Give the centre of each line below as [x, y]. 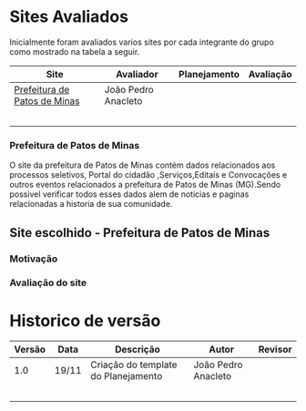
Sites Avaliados [69, 17]
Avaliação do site [48, 283]
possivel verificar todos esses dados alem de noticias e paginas [129, 194]
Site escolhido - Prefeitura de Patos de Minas [140, 233]
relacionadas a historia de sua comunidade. [91, 204]
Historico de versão [85, 320]
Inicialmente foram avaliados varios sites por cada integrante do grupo [142, 42]
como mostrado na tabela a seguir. [75, 51]
